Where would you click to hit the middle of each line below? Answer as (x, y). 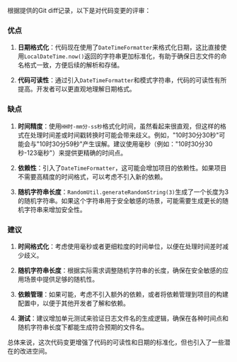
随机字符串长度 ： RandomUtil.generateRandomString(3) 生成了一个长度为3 (123, 192)
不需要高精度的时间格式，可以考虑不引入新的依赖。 (92, 177)
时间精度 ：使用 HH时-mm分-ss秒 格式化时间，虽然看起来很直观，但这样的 (119, 126)
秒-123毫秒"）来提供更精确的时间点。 (72, 153)
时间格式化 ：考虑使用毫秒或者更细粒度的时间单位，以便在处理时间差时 (120, 246)
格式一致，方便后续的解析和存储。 (74, 65)
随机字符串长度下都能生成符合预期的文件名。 (83, 327)
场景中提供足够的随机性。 (61, 279)
